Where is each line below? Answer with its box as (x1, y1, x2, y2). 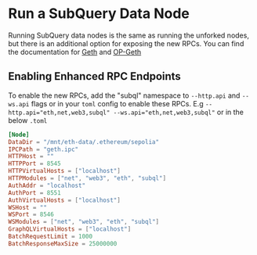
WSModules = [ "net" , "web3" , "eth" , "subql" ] (8, 218, 159, 226)
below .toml (8, 115, 48, 125)
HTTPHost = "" (8, 153, 55, 160)
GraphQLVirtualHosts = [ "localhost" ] (8, 225, 132, 233)
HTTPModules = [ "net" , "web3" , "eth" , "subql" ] (8, 174, 167, 182)
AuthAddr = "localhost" (8, 181, 86, 189)
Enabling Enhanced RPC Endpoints (8, 70, 182, 83)
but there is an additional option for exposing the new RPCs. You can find (8, 38, 244, 48)
